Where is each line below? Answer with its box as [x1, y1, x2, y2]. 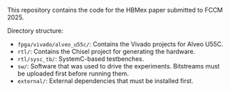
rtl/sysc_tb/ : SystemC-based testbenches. [17, 55, 144, 63]
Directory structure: [7, 27, 64, 35]
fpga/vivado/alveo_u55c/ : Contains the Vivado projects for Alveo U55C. [17, 40, 224, 48]
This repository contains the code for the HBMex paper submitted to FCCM [7, 6, 223, 14]
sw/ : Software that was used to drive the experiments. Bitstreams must [17, 62, 220, 70]
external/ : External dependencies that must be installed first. [17, 77, 194, 85]
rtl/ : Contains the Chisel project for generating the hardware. [17, 48, 196, 55]
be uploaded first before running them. [17, 69, 129, 77]
